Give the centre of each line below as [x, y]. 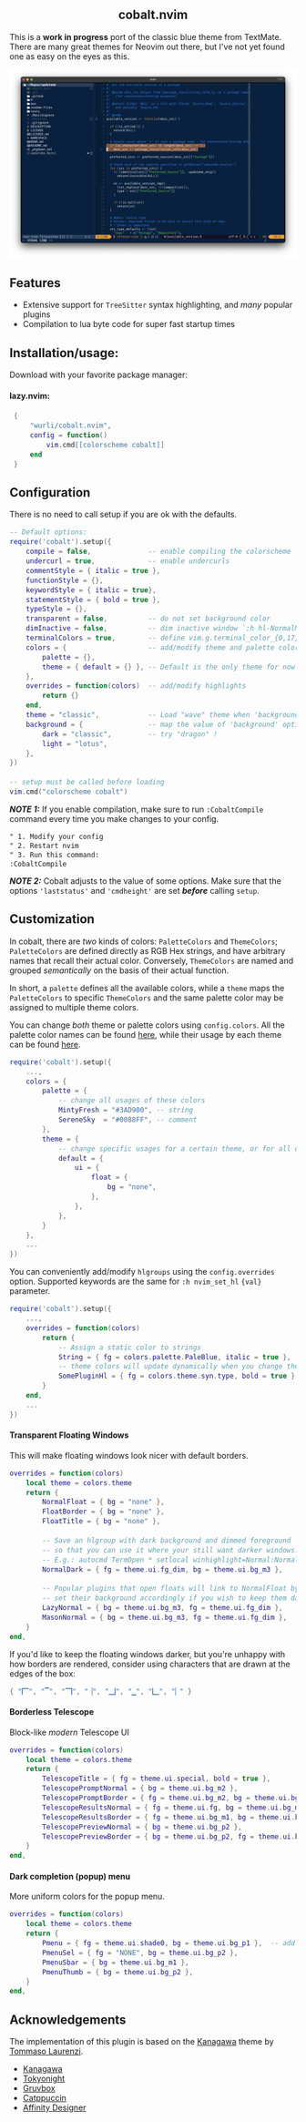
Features [35, 283]
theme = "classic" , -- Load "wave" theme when [138, 715]
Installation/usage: [64, 353]
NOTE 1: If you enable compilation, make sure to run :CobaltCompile [137, 809]
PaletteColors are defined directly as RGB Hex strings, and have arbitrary [148, 950]
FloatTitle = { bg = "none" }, [102, 1522]
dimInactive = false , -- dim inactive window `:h [140, 629]
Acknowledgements [68, 2019]
